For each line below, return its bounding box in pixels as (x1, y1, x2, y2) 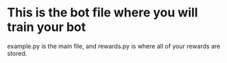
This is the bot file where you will (7, 5, 198, 21)
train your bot (7, 19, 86, 35)
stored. (7, 49, 27, 58)
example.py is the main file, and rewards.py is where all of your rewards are (7, 42, 221, 50)
